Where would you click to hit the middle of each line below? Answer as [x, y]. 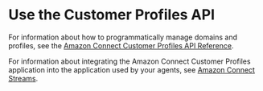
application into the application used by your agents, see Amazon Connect [132, 69]
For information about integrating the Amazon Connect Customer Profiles [129, 61]
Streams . [23, 78]
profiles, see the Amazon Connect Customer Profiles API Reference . [121, 45]
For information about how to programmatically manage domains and [123, 37]
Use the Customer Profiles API [112, 15]
